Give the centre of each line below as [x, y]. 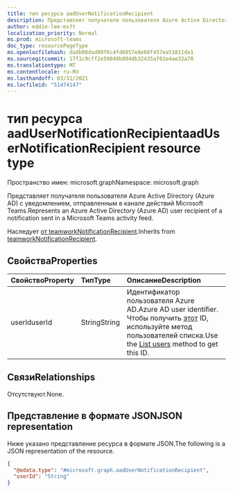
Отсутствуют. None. [36, 394]
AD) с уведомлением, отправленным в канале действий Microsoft [105, 203]
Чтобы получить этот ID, [168, 318]
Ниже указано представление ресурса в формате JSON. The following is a [116, 443]
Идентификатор [153, 292]
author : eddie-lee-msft [42, 26]
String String [100, 322]
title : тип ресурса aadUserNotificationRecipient [80, 14]
